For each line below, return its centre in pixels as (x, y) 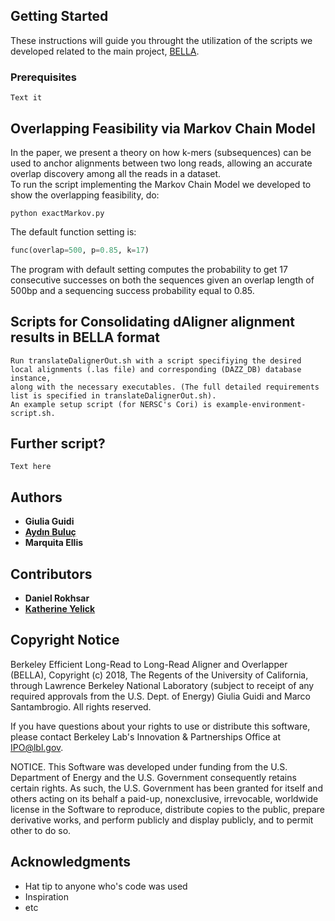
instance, (31, 378)
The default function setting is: (73, 231)
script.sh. (33, 413)
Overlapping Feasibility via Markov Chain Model (163, 128)
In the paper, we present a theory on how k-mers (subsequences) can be (161, 152)
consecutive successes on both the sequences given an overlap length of (162, 280)
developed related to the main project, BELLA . (105, 51)
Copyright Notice (65, 640)
